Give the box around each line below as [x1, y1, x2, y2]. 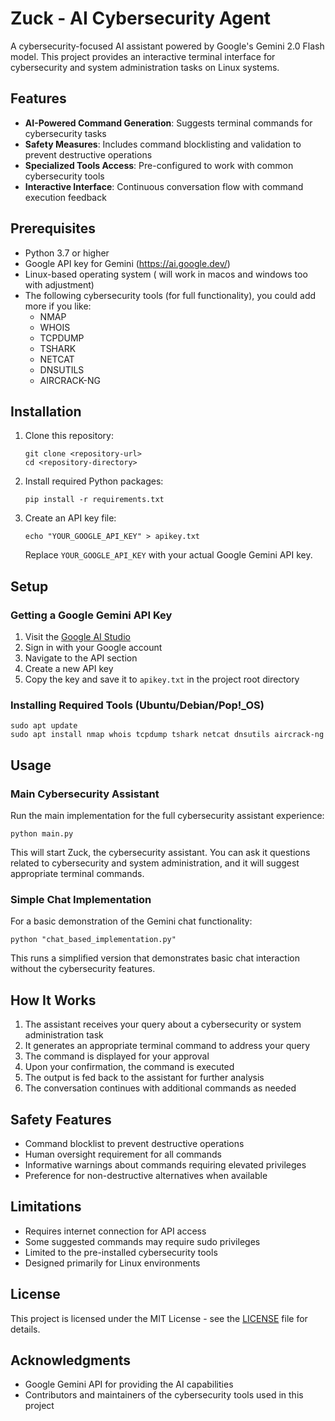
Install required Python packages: [24, 475, 164, 487]
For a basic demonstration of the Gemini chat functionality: [10, 915, 253, 927]
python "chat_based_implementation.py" [10, 935, 177, 945]
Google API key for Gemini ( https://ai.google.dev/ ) [24, 257, 231, 269]
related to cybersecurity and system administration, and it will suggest [10, 857, 300, 869]
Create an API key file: [24, 512, 117, 524]
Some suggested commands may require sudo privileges [24, 1235, 261, 1247]
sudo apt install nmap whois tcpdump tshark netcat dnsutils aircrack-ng [10, 730, 325, 740]
